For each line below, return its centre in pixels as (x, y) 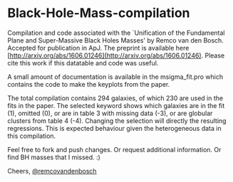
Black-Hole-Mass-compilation (99, 13)
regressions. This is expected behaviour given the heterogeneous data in (115, 128)
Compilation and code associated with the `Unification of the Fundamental (116, 33)
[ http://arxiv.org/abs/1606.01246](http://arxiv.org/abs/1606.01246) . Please (116, 55)
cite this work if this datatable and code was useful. (83, 63)
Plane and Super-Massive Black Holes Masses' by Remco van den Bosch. (116, 40)
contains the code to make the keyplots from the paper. (89, 84)
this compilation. (32, 136)
